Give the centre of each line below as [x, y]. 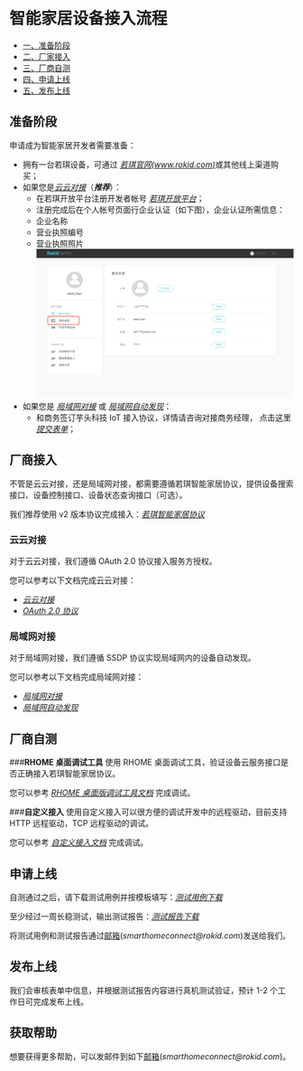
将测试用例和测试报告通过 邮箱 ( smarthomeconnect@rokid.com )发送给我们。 [150, 935]
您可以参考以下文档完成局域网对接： [77, 677]
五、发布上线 [46, 90]
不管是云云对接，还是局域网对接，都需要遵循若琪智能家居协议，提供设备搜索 [151, 484]
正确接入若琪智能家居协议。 [68, 774]
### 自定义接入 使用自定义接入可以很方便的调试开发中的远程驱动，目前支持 [148, 812]
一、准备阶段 [46, 45]
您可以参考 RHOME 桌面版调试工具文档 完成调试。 [102, 793]
